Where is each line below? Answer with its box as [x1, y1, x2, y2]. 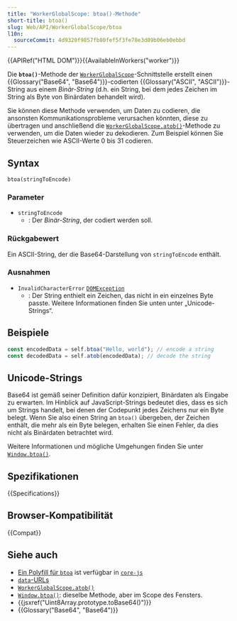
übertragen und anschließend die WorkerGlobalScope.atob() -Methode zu [7, 121, 221, 130]
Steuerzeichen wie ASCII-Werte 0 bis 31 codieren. [7, 136, 153, 145]
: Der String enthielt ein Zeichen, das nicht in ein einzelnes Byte [28, 291, 214, 299]
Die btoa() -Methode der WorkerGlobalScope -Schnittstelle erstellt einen [7, 70, 213, 79]
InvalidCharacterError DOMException [17, 285, 125, 292]
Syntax [7, 157, 40, 169]
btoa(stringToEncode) [7, 175, 72, 183]
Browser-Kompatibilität [7, 510, 114, 522]
